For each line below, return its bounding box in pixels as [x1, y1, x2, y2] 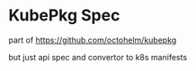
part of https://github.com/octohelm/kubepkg [8, 35, 177, 45]
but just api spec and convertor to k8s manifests [8, 51, 188, 62]
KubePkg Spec [8, 5, 120, 26]
